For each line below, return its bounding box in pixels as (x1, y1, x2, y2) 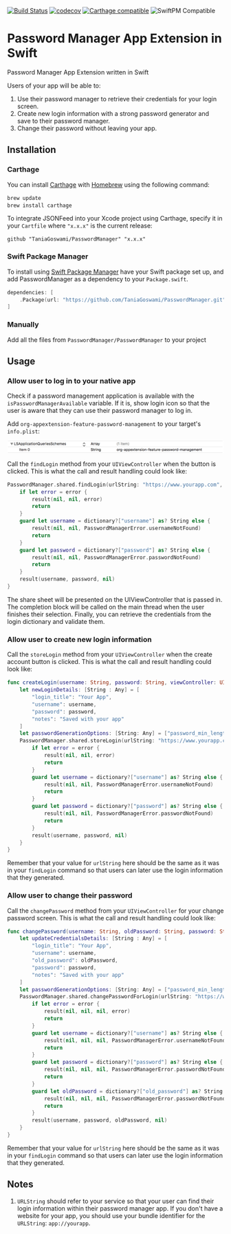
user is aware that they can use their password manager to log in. (7, 407, 192, 415)
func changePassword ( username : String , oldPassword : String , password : (7, 928, 217, 935)
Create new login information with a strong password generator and (16, 109, 210, 117)
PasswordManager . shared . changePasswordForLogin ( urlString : (19, 993, 192, 1000)
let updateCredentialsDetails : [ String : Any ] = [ (19, 935, 168, 942)
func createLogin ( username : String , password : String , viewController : (7, 679, 217, 686)
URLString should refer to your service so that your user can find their (16, 1197, 214, 1205)
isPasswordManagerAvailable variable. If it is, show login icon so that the (7, 399, 210, 407)
